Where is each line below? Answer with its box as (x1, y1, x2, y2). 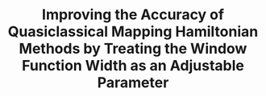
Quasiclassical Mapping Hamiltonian (7, 22, 259, 41)
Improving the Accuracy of (41, 6, 225, 24)
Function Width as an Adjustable (21, 57, 245, 75)
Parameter (97, 74, 169, 92)
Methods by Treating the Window (19, 40, 247, 58)
